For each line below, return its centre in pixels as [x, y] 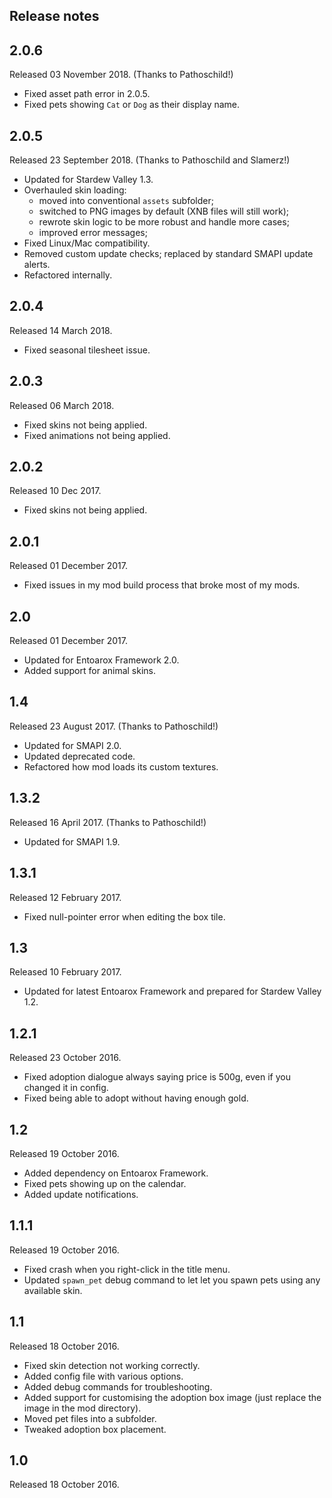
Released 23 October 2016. [65, 1058]
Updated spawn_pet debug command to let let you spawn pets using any [172, 1280]
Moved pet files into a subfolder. [90, 1418]
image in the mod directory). [82, 1408]
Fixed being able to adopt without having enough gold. [136, 1098]
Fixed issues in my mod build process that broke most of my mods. [162, 585]
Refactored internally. [68, 275]
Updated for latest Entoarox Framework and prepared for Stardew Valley [172, 991]
